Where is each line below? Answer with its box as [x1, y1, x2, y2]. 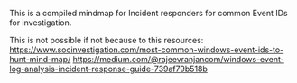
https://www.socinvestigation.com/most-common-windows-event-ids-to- [9, 44, 284, 55]
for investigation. [9, 17, 72, 28]
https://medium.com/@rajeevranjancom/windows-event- [72, 54, 284, 64]
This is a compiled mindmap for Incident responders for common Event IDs [9, 8, 288, 18]
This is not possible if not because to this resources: [9, 35, 204, 45]
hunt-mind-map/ [9, 54, 71, 64]
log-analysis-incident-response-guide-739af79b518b [9, 63, 208, 74]
